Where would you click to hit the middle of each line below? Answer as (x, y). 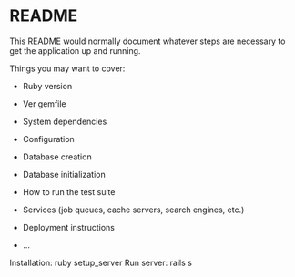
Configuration (48, 138)
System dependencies (65, 121)
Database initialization (64, 174)
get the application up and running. (75, 50)
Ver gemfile (44, 103)
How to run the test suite (69, 191)
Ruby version (47, 86)
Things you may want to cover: (67, 68)
